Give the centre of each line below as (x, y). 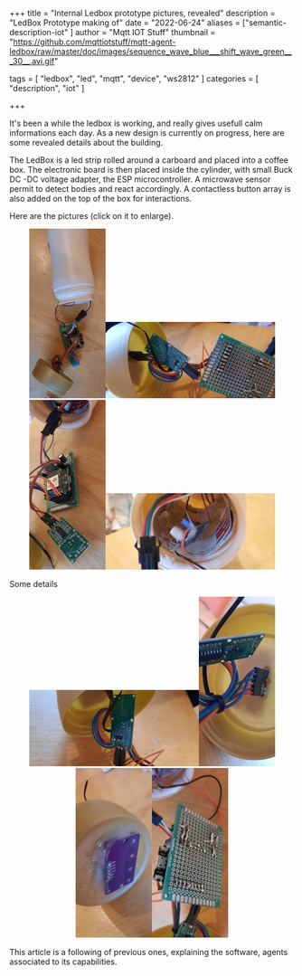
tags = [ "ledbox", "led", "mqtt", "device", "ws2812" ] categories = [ (134, 79)
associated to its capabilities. (63, 962)
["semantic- (265, 23)
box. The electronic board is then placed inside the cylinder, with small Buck (151, 170)
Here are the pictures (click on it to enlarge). (92, 216)
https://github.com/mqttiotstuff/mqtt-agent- (94, 42)
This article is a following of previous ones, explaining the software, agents (149, 952)
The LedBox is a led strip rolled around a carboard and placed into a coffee (149, 160)
